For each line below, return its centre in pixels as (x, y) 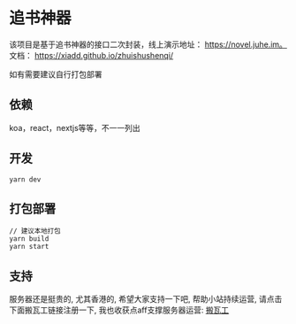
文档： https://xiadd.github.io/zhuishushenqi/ (91, 55)
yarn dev (25, 179)
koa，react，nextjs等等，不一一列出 (75, 127)
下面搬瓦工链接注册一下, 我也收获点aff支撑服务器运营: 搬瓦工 (119, 310)
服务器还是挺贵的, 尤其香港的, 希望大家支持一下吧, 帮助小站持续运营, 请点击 (146, 299)
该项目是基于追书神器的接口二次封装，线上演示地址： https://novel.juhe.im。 (148, 44)
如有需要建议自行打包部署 (56, 74)
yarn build (29, 239)
